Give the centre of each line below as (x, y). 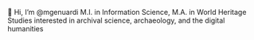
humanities (25, 29)
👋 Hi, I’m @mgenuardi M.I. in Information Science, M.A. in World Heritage (127, 12)
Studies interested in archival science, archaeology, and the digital (116, 20)
